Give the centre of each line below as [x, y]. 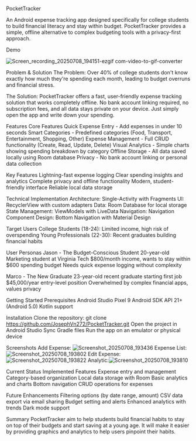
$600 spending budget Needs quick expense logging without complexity [94, 265]
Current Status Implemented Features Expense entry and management [91, 372]
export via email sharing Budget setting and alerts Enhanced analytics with [96, 401]
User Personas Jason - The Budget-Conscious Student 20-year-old [88, 252]
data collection [24, 164]
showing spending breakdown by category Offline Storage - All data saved [96, 151]
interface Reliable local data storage [69, 187]
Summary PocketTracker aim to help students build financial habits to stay [95, 419]
